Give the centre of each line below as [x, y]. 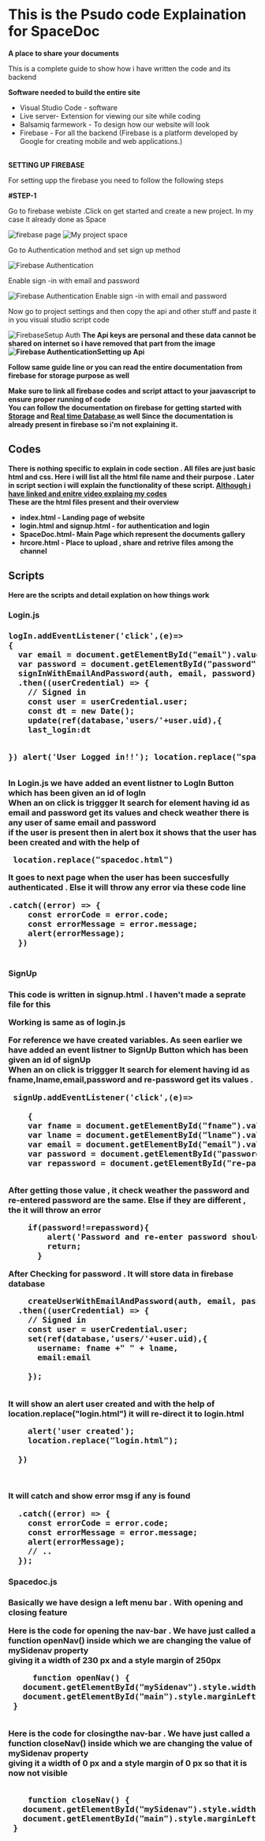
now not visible [38, 1773]
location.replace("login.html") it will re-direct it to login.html [126, 1413]
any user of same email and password [82, 822]
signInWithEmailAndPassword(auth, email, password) [137, 674]
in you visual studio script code [59, 319]
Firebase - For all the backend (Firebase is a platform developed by [129, 133]
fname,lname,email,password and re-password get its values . [131, 1079]
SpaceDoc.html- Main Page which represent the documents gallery [132, 534]
